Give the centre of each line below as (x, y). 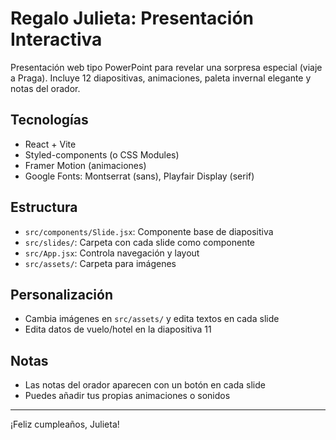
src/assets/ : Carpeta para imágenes (100, 263)
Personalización (62, 294)
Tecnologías (49, 120)
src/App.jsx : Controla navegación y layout (112, 253)
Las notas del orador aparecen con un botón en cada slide (145, 385)
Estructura (44, 207)
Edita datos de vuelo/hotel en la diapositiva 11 (118, 329)
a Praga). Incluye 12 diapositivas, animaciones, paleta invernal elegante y (161, 78)
